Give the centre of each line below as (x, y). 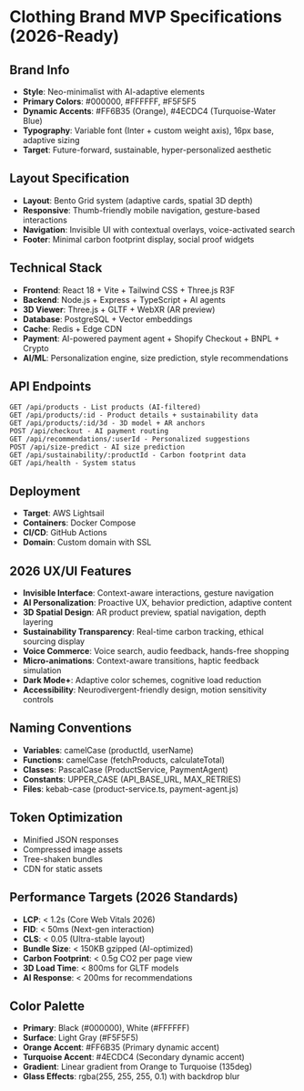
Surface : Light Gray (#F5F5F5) (81, 1038)
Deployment (45, 491)
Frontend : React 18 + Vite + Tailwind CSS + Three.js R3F (128, 290)
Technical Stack (56, 268)
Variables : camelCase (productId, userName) (108, 750)
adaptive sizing (51, 140)
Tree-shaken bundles (62, 858)
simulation (42, 670)
